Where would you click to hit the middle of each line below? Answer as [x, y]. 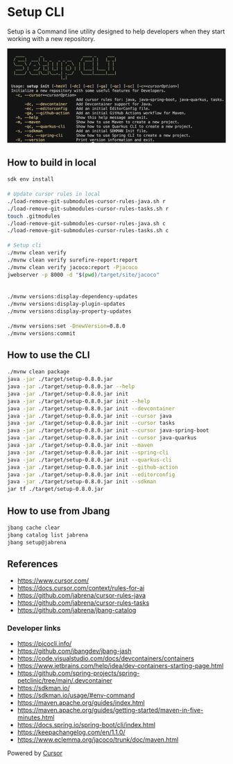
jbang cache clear [34, 528]
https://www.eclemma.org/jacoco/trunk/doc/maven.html [98, 739]
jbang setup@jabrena [37, 542]
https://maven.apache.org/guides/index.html [81, 702]
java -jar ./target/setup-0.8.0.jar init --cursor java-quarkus [102, 438]
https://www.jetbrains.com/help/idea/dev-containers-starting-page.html [120, 665]
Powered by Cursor [35, 753]
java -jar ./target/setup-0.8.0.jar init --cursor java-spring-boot [108, 431]
